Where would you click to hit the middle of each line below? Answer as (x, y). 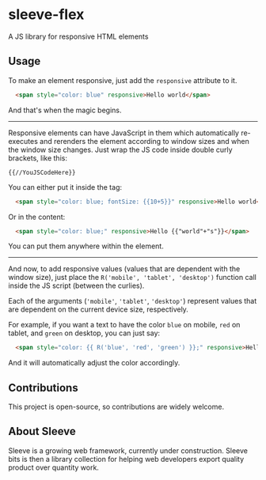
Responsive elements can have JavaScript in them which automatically (124, 133)
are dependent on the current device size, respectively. (98, 309)
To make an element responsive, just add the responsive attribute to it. (123, 80)
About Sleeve (42, 431)
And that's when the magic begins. (65, 110)
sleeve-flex (46, 15)
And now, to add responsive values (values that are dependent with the (124, 269)
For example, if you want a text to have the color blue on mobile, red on (124, 325)
